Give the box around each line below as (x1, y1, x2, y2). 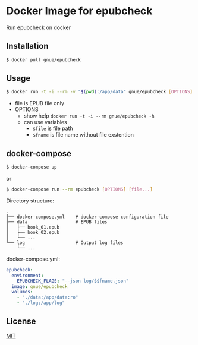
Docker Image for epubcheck (6, 4, 153, 18)
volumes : (11, 289, 33, 295)
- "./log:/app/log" (17, 300, 65, 306)
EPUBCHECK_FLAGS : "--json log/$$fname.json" (17, 278, 129, 284)
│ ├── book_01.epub (6, 224, 60, 230)
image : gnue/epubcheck (11, 283, 68, 289)
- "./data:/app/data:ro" (17, 295, 78, 300)
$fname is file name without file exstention (32, 131, 134, 138)
